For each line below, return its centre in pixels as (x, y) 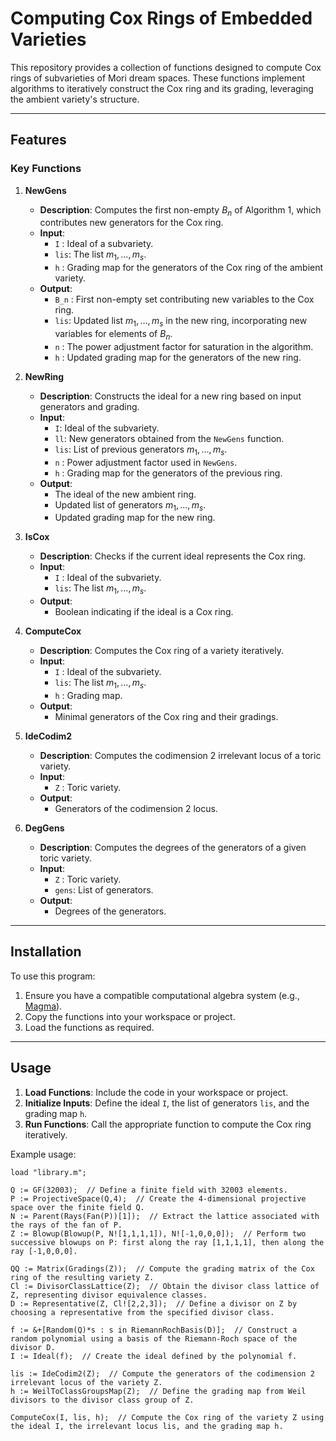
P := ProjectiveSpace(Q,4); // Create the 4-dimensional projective (158, 1198)
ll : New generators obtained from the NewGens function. (169, 438)
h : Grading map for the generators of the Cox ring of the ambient (189, 268)
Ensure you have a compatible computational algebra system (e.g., (162, 995)
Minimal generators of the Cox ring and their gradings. (166, 716)
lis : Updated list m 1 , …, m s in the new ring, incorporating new (181, 322)
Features (38, 140)
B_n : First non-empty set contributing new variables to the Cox (184, 299)
